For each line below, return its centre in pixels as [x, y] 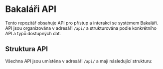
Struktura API [27, 49]
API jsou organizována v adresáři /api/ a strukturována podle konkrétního [81, 28]
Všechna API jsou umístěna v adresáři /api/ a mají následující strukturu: [79, 61]
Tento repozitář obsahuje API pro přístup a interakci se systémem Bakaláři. [82, 23]
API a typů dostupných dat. [33, 33]
